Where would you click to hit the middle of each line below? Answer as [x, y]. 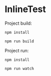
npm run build [19, 41]
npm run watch [19, 68]
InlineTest [25, 9]
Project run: [17, 50]
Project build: [18, 23]
